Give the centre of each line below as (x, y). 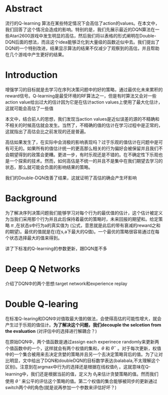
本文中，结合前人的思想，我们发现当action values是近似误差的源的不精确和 (82, 119)
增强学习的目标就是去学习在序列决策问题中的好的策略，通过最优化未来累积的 (84, 89)
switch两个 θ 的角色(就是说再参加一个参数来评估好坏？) (61, 387)
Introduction (31, 75)
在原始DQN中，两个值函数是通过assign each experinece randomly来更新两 (82, 341)
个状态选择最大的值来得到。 (34, 238)
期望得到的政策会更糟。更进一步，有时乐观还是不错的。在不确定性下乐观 (84, 154)
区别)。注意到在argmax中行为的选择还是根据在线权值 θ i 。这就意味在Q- (78, 367)
